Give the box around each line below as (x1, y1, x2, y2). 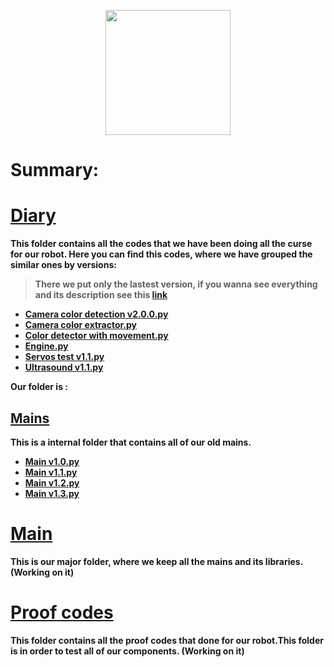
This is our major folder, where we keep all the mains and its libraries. (10, 555, 303, 567)
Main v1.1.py (24, 466, 78, 478)
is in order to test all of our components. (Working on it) (10, 645, 245, 657)
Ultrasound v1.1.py (24, 361, 104, 374)
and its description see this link (34, 289, 168, 301)
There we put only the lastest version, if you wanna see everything (34, 278, 318, 290)
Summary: (10, 159, 100, 182)
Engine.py (24, 340, 69, 352)
